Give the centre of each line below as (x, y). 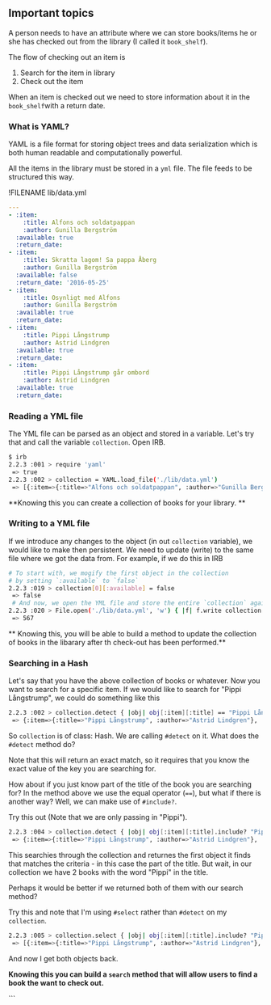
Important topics (51, 13)
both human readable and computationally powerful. (96, 153)
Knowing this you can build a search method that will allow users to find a (133, 974)
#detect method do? (42, 744)
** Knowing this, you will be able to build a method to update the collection (132, 633)
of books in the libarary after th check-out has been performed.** (117, 642)
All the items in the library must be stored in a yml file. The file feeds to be (130, 168)
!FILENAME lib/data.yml (48, 192)
